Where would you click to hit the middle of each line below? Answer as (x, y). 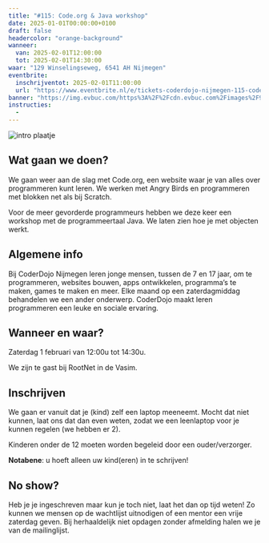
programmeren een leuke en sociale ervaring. (83, 308)
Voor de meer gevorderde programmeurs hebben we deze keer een (120, 212)
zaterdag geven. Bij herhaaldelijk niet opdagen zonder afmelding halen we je (134, 522)
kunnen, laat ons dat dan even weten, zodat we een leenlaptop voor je (124, 420)
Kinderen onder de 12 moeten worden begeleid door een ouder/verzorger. (130, 444)
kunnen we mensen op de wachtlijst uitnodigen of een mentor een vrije (125, 513)
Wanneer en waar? (56, 333)
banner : (21, 98)
